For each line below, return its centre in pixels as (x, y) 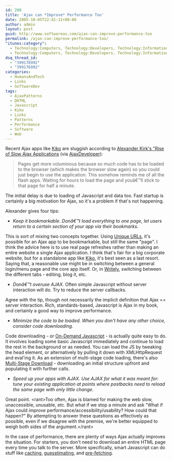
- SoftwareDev (25, 86)
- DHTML (18, 101)
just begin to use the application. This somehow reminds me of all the (91, 175)
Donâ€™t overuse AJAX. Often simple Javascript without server (80, 285)
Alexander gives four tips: (33, 211)
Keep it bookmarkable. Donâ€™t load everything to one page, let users (87, 221)
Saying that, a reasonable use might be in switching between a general (80, 264)
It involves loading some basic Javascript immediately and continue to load (84, 342)
